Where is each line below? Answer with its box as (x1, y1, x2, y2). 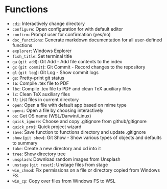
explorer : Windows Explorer (12, 48, 72, 54)
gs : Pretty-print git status (12, 75, 65, 81)
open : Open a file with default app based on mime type (12, 102, 127, 108)
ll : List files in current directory (12, 96, 79, 103)
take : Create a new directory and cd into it (12, 145, 101, 151)
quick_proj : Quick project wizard (12, 124, 82, 130)
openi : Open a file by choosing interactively (12, 107, 104, 113)
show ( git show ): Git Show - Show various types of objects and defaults (12, 134, 162, 140)
